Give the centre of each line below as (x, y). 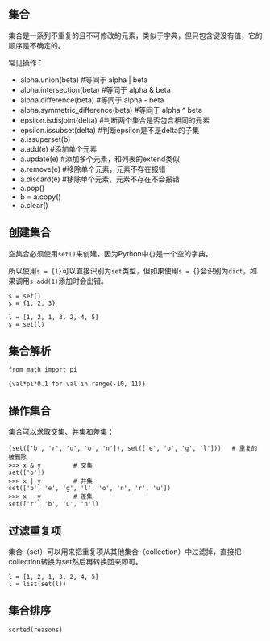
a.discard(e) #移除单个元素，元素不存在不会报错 (100, 179)
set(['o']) (27, 473)
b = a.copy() (41, 197)
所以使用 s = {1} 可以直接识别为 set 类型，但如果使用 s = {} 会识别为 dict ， (129, 271)
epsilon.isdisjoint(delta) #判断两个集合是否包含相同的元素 (115, 120)
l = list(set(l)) (37, 584)
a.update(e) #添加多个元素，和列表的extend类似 (100, 159)
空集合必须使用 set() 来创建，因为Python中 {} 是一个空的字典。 (110, 253)
